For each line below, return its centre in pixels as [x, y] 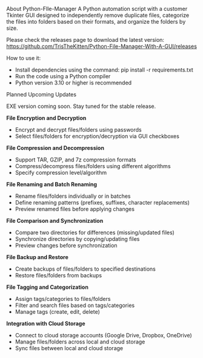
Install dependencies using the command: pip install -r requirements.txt [104, 70]
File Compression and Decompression [55, 148]
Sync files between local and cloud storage [69, 348]
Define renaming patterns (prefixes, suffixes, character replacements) [102, 202]
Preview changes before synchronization [66, 245]
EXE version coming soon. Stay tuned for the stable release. [81, 106]
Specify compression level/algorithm [61, 173]
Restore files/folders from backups [58, 275]
